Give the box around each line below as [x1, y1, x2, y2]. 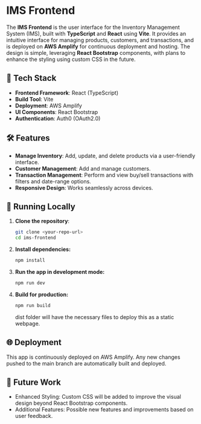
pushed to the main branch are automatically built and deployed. [6, 359, 167, 367]
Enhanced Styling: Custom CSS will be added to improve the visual [14, 393, 181, 400]
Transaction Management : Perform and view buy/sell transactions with [14, 171, 194, 179]
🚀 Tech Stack [6, 73, 57, 83]
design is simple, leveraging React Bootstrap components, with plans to [6, 49, 186, 56]
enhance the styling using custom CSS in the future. [6, 55, 136, 63]
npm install [14, 258, 45, 264]
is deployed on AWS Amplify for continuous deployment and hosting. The [6, 43, 190, 50]
